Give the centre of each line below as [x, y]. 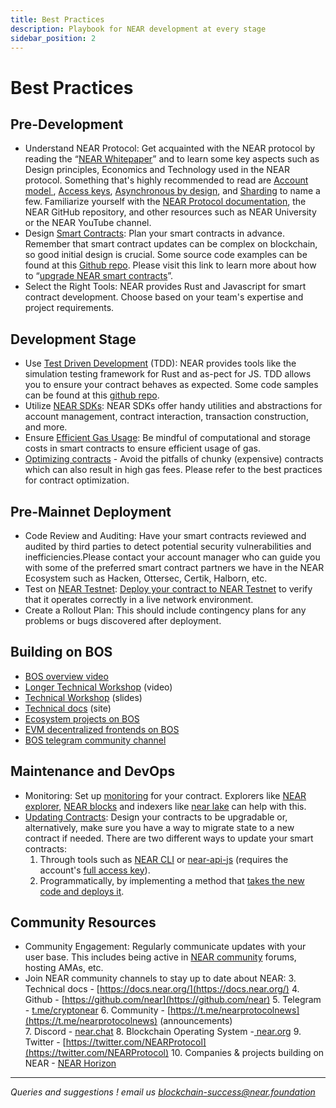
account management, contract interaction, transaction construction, [166, 417]
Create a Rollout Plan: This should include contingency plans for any [165, 610]
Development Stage [73, 339]
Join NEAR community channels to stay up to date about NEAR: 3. [160, 978]
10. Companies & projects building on [248, 1053]
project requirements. [69, 308]
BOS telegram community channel [95, 740]
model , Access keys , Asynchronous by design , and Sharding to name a [172, 191]
